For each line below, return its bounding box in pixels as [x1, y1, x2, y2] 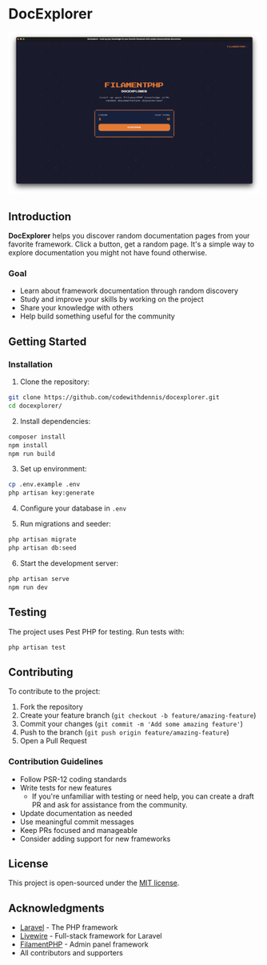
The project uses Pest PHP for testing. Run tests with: [8, 627, 185, 636]
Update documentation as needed [19, 808, 133, 818]
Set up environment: [19, 464, 87, 474]
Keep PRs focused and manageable [19, 825, 138, 835]
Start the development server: [19, 558, 119, 568]
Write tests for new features [19, 783, 112, 792]
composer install [8, 433, 66, 441]
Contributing [8, 665, 74, 679]
